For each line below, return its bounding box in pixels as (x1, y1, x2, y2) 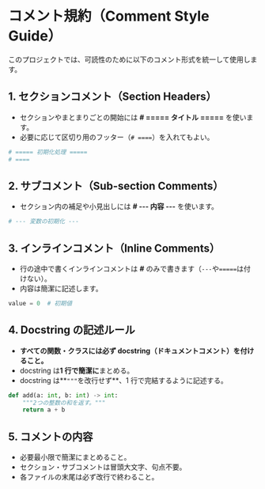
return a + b (22, 406, 66, 414)
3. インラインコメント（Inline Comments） (8, 241, 220, 255)
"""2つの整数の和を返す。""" (22, 399, 106, 407)
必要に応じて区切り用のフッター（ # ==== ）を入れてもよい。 (19, 132, 214, 142)
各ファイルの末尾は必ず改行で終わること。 (19, 472, 159, 482)
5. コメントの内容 (8, 430, 93, 443)
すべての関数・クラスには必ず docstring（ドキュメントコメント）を (19, 346, 241, 355)
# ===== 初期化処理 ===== (8, 148, 88, 156)
